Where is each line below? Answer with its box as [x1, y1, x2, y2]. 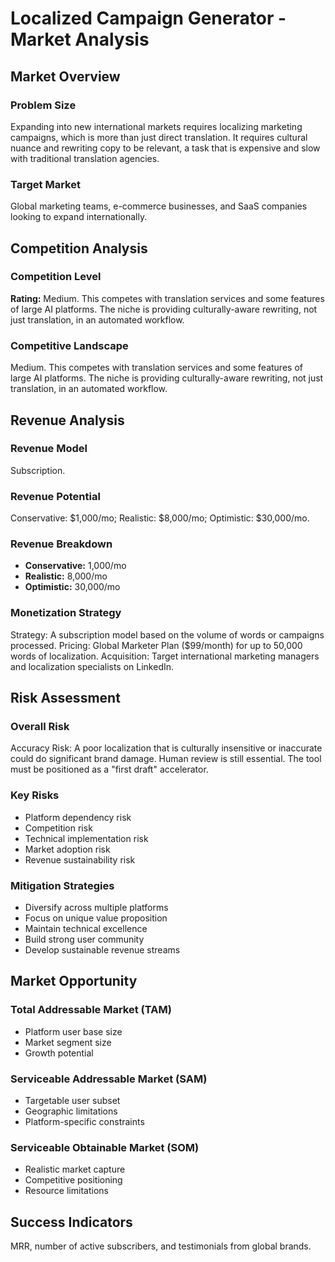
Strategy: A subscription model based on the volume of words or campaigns [10, 628, 325, 641]
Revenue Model [10, 442, 88, 456]
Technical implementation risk [24, 832, 149, 844]
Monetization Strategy [10, 606, 122, 620]
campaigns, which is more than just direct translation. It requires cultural [10, 131, 308, 143]
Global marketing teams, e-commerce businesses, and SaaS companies [10, 200, 308, 212]
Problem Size [10, 98, 77, 112]
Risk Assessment [10, 690, 121, 707]
